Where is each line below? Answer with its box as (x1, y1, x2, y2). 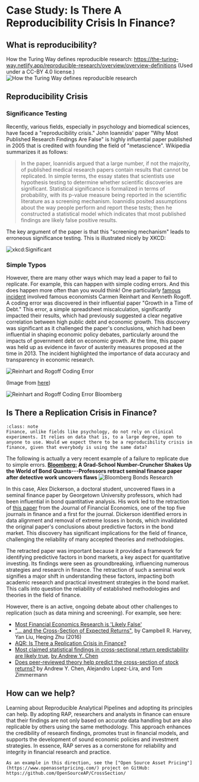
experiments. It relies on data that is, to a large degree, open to (6, 434, 182, 440)
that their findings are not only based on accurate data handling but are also (6, 717, 192, 724)
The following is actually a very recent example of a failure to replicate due (6, 455, 189, 462)
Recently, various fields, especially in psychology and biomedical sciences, (6, 123, 190, 130)
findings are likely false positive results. (20, 216, 118, 223)
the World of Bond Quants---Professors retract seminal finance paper (6, 467, 182, 474)
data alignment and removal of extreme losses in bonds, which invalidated (6, 517, 188, 524)
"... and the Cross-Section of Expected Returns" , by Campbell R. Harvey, (14, 627, 192, 634)
